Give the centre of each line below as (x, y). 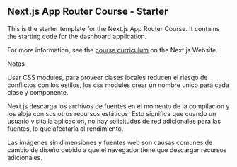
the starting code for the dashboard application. (77, 36)
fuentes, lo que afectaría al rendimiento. (65, 128)
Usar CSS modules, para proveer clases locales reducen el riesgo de (108, 77)
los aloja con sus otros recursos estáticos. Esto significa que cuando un (112, 113)
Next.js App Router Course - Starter (88, 12)
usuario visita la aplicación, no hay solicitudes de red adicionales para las (114, 121)
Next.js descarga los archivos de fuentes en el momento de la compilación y (118, 106)
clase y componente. (38, 92)
